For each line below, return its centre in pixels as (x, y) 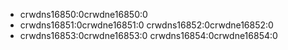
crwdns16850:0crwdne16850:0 (83, 14)
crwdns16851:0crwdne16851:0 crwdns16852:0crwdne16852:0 (146, 25)
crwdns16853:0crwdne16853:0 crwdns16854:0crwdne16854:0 (148, 35)
